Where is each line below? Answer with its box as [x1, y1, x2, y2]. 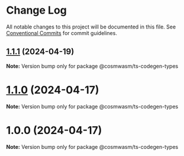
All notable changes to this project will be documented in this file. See [6, 23, 176, 30]
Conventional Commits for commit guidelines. [6, 29, 117, 36]
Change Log [6, 4, 67, 17]
